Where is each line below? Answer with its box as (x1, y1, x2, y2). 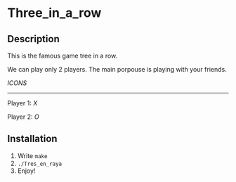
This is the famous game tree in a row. (7, 51, 118, 60)
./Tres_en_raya (17, 160, 63, 167)
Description (7, 33, 60, 45)
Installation (7, 133, 58, 145)
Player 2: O (7, 112, 40, 121)
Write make (17, 151, 48, 160)
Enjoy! (17, 167, 36, 175)
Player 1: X (7, 99, 38, 107)
